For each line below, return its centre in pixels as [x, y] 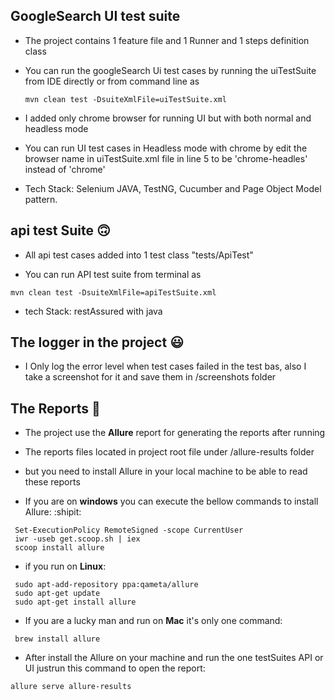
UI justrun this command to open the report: [115, 668]
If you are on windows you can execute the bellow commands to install [171, 501]
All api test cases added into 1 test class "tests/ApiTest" [139, 255]
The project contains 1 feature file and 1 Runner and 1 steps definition [167, 40]
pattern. [41, 199]
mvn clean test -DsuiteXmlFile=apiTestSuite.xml [113, 292]
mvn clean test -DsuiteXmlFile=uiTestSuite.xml [125, 99]
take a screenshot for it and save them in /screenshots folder [150, 377]
